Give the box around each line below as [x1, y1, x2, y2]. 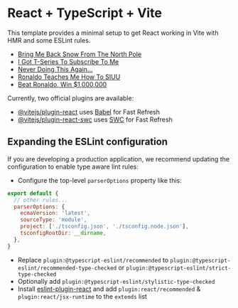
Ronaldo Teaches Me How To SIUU [17, 73, 121, 81]
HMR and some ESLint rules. [7, 36, 91, 44]
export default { [7, 190, 59, 197]
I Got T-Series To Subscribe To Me [17, 57, 119, 65]
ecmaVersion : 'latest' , [20, 210, 91, 217]
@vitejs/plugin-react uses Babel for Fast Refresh [17, 107, 161, 116]
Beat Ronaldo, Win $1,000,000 [17, 80, 107, 88]
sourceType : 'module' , [20, 216, 87, 223]
